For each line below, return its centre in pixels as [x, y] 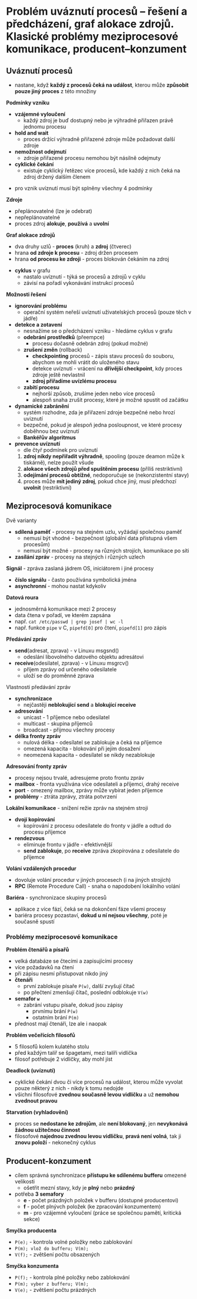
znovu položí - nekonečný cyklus [55, 1143]
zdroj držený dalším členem [57, 177]
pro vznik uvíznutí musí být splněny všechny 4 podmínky [84, 188]
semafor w [27, 999]
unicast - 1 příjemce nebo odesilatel [66, 717]
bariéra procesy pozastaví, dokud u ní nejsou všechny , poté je [91, 915]
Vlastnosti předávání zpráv [39, 687]
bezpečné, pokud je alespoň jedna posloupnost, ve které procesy [103, 425]
